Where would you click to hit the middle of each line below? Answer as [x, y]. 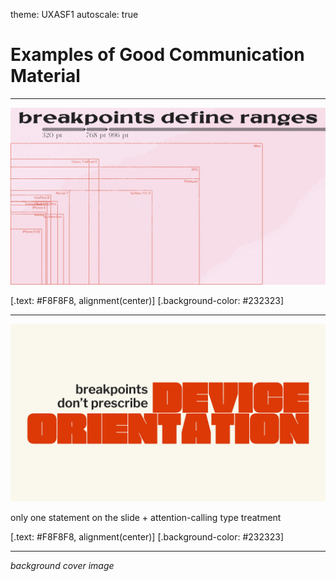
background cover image [62, 565]
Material [45, 76]
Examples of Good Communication [157, 55]
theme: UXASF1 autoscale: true [74, 14]
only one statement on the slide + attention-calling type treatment [146, 517]
